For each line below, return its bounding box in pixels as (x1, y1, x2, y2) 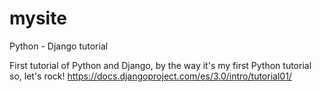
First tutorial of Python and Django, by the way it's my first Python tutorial (9, 59, 312, 71)
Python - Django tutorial (9, 40, 109, 52)
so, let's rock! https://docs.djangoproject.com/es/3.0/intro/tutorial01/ (9, 70, 292, 82)
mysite (9, 7, 67, 30)
